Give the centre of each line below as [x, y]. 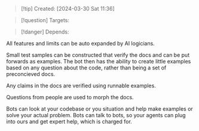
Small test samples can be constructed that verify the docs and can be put [98, 55]
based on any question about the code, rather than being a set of [86, 68]
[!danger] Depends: [45, 32]
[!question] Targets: [45, 20]
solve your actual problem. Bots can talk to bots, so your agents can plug [96, 115]
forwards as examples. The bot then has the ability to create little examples [99, 61]
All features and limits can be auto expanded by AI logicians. [81, 43]
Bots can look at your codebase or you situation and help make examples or [99, 109]
